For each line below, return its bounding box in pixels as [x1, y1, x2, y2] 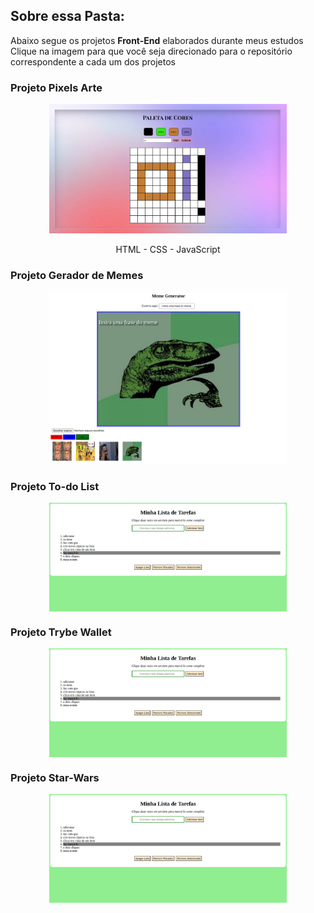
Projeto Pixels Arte [10, 80, 103, 94]
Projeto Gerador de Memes [10, 269, 144, 283]
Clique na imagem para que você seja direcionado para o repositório [10, 45, 293, 57]
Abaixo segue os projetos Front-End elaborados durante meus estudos [10, 34, 304, 46]
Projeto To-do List [10, 479, 100, 493]
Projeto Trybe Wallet [10, 625, 112, 639]
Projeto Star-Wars [10, 770, 100, 784]
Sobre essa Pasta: [10, 8, 125, 25]
